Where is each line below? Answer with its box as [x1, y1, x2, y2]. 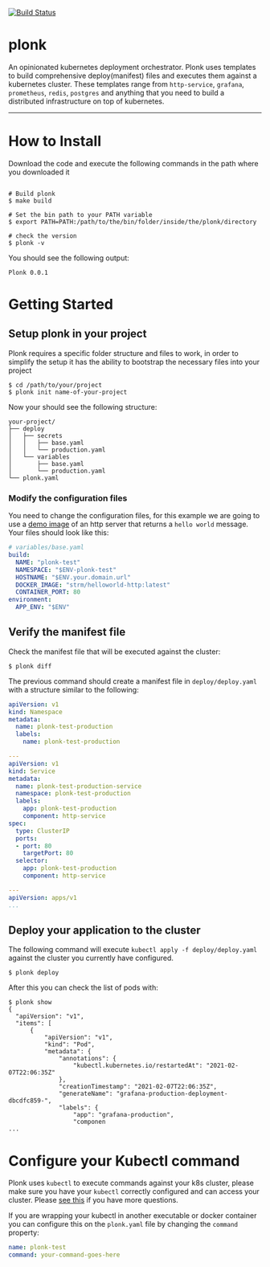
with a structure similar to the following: [8, 685, 139, 694]
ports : [15, 834, 38, 843]
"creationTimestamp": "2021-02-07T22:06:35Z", [59, 1083, 218, 1091]
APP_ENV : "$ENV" [15, 603, 70, 611]
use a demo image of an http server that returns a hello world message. [8, 519, 249, 529]
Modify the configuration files [8, 492, 128, 504]
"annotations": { [59, 1055, 117, 1063]
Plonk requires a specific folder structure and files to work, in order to [8, 348, 239, 358]
